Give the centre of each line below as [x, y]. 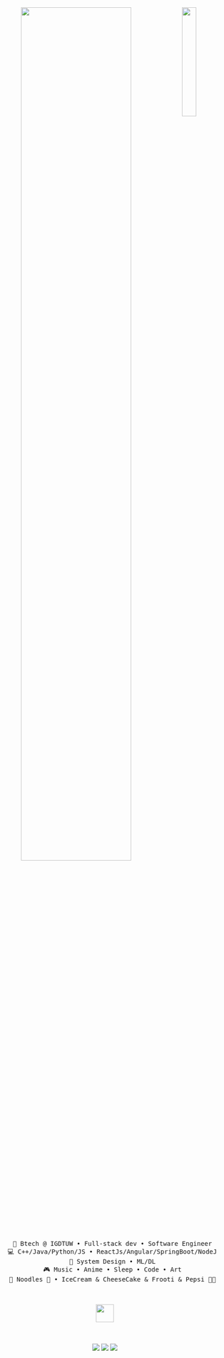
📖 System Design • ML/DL [112, 1261]
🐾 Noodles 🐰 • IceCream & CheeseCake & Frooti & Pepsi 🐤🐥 [112, 1279]
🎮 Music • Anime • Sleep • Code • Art [112, 1270]
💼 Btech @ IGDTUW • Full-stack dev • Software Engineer [112, 1243]
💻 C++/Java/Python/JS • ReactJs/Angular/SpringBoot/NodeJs [114, 1252]
